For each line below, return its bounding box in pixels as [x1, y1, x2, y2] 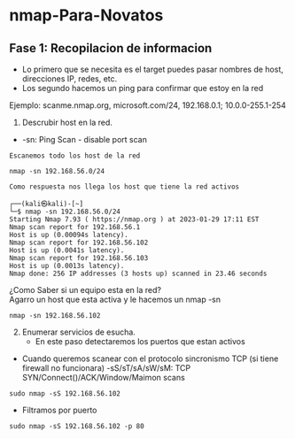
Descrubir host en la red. [21, 117, 113, 127]
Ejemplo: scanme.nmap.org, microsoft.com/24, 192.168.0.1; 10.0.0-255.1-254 [9, 100, 286, 111]
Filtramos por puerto [21, 404, 97, 415]
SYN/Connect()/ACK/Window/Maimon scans [21, 373, 186, 382]
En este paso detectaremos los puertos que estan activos [35, 336, 245, 346]
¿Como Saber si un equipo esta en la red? [9, 285, 162, 295]
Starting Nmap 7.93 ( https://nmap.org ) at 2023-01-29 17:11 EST [9, 215, 260, 224]
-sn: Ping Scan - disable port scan [21, 135, 148, 144]
